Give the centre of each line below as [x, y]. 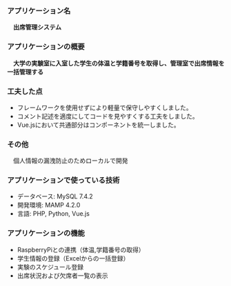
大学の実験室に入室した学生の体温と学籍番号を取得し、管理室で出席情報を [119, 63]
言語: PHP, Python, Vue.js [53, 214]
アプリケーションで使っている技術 [63, 181]
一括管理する [25, 72]
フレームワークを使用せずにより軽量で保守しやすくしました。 [104, 108]
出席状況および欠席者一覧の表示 [62, 275]
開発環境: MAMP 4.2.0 [49, 205]
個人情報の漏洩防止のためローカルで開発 [70, 161]
